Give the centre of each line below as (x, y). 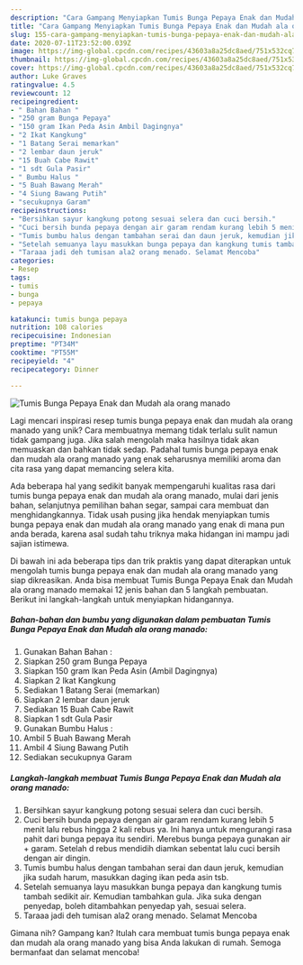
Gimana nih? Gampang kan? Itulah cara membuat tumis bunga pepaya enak (150, 933)
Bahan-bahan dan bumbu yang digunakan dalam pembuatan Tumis (141, 620)
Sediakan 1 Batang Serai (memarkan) (92, 690)
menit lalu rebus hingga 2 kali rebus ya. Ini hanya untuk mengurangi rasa (157, 830)
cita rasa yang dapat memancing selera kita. (92, 468)
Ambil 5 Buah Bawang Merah (77, 738)
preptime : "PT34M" (45, 345)
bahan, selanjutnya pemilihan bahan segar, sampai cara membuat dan (139, 505)
